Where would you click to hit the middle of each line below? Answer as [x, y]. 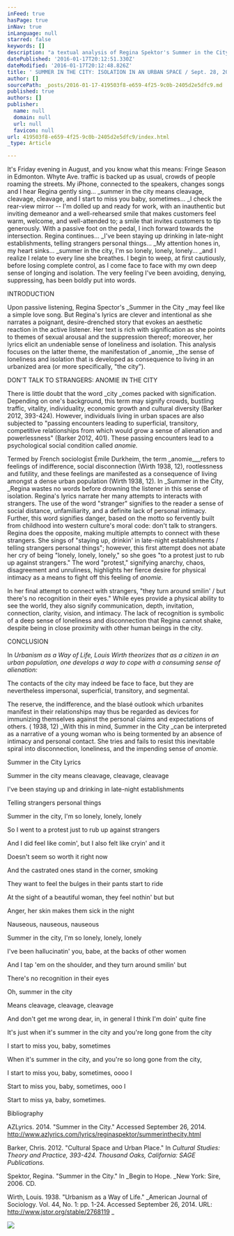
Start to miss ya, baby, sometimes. [57, 1100]
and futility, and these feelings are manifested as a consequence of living [112, 474]
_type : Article [29, 144]
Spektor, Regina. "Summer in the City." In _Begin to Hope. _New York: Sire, [114, 1176]
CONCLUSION [28, 641]
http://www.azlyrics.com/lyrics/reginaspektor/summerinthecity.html [104, 1134]
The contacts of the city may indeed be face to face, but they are [100, 683]
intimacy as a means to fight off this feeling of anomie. [85, 578]
